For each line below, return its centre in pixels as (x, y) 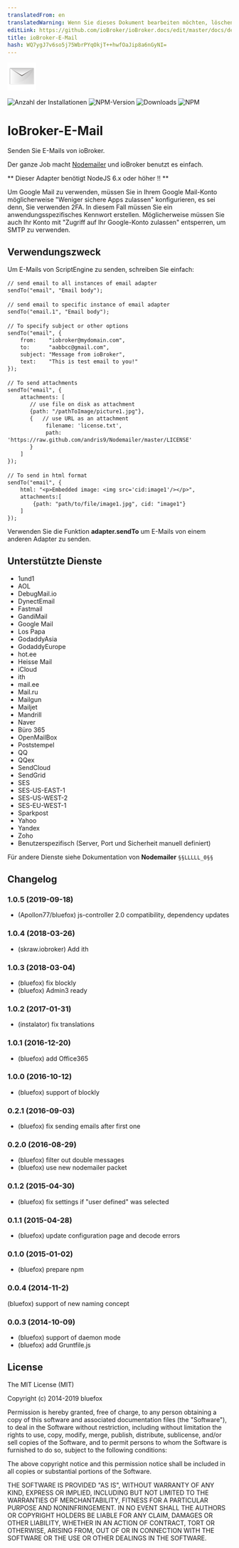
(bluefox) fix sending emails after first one (79, 1126)
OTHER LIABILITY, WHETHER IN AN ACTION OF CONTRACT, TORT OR (111, 1522)
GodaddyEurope (42, 646)
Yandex (29, 828)
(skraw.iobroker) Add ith (53, 949)
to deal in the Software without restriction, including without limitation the (115, 1427)
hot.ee (27, 654)
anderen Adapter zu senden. (49, 539)
